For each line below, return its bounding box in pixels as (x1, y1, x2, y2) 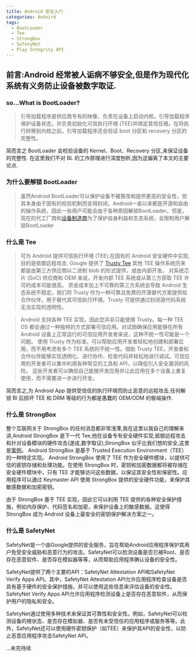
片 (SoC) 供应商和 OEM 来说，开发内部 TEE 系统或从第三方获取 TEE (20, 274, 183, 281)
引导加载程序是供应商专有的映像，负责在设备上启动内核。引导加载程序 (20, 113, 190, 120)
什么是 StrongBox (6, 410, 57, 418)
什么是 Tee (6, 238, 37, 246)
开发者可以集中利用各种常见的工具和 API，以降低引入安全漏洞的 (30, 360, 184, 367)
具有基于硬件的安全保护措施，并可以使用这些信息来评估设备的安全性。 (6, 583, 176, 590)
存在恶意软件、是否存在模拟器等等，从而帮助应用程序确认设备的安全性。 (6, 556, 180, 563)
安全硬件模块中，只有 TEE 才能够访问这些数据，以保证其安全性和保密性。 (6, 469, 183, 476)
